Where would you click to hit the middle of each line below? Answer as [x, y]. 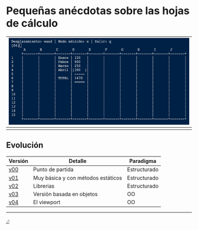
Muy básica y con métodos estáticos [78, 178]
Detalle [77, 161]
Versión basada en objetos [66, 194]
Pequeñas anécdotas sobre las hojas [98, 11]
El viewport [47, 202]
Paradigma [143, 161]
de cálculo [32, 23]
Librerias [44, 186]
